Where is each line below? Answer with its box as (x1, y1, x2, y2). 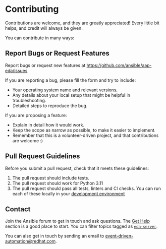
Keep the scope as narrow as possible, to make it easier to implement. (12, 127, 156, 133)
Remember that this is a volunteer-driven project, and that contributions (12, 132, 159, 138)
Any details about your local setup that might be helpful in (12, 92, 130, 98)
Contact (5, 205, 31, 213)
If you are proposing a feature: (5, 112, 67, 118)
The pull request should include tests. (12, 175, 90, 181)
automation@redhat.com (5, 238, 56, 244)
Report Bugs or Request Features (5, 49, 110, 58)
